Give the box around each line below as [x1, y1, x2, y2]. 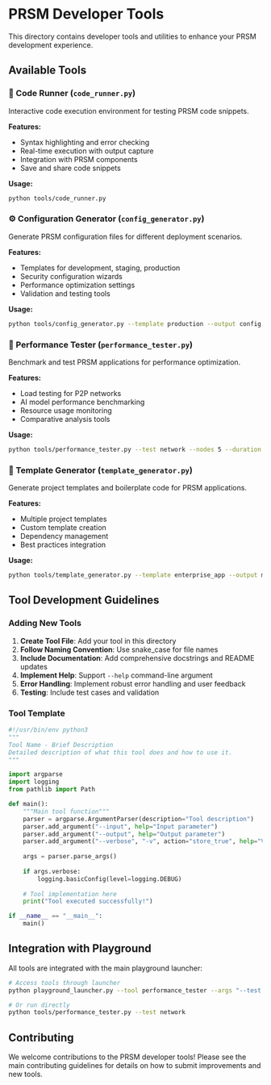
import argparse [8, 770, 63, 778]
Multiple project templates [19, 514, 107, 524]
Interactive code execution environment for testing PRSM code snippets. [8, 106, 250, 115]
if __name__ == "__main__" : [8, 912, 103, 920]
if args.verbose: [23, 867, 81, 875]
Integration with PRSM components [19, 154, 139, 164]
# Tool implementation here [23, 890, 117, 898]
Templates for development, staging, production [19, 263, 181, 273]
